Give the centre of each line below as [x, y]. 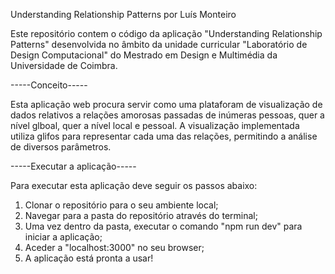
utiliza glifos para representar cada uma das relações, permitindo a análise [164, 136]
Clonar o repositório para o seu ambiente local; [121, 205]
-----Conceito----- [49, 85]
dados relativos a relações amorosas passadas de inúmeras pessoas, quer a [167, 115]
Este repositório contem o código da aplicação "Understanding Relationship [166, 33]
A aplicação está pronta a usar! [89, 258]
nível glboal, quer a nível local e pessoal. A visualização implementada [155, 125]
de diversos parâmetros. [61, 147]
